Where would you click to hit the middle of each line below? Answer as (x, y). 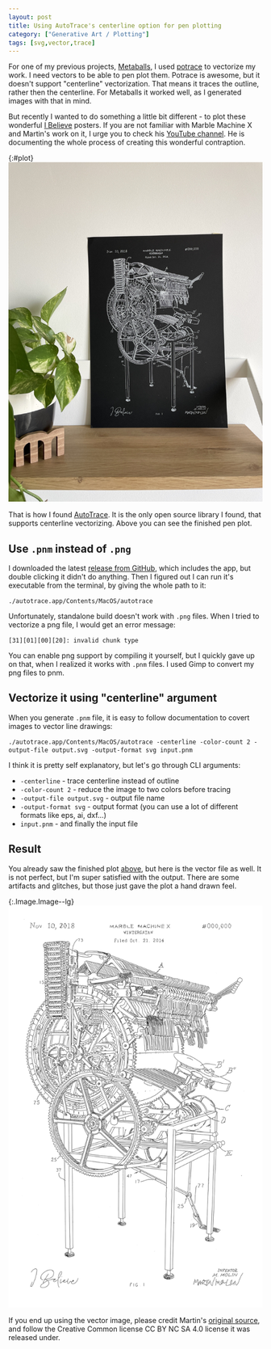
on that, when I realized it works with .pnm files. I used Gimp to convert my (131, 664)
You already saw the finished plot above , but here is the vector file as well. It (135, 868)
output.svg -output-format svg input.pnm (122, 750)
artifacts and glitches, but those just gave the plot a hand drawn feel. (123, 886)
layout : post (30, 17)
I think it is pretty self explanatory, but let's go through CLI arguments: (125, 765)
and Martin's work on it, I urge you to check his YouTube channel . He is (127, 134)
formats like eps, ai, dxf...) (63, 815)
